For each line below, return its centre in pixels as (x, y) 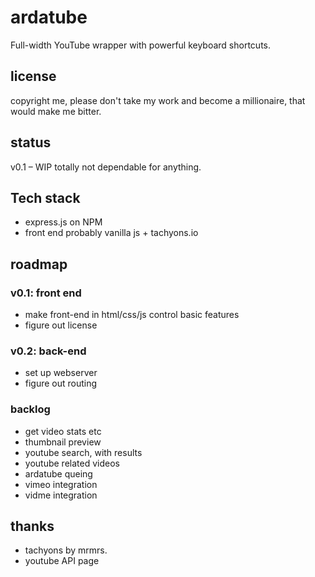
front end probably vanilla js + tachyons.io (111, 233)
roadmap (39, 264)
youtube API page (62, 561)
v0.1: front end (46, 293)
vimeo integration (61, 484)
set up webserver (61, 373)
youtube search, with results (83, 452)
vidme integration (61, 495)
